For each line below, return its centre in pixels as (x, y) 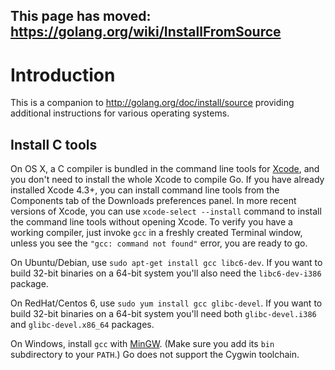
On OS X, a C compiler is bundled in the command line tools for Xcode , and (165, 169)
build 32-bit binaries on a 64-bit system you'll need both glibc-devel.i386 (163, 314)
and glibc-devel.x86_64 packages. (82, 325)
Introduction (63, 75)
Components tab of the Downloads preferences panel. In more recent (153, 201)
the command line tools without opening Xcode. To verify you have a (151, 222)
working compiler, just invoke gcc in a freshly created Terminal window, (156, 233)
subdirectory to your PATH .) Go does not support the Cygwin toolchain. (155, 355)
